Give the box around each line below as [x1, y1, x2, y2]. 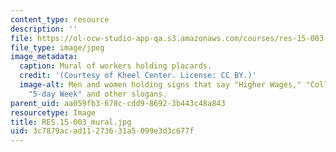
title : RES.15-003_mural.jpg [10, 117, 132, 127]
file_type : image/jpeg [10, 42, 105, 53]
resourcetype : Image [10, 107, 97, 118]
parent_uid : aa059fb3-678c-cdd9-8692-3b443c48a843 [10, 98, 226, 108]
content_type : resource [10, 14, 110, 25]
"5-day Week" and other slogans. [28, 89, 168, 99]
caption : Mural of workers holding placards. [19, 61, 213, 71]
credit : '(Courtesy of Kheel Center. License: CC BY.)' [19, 71, 257, 81]
